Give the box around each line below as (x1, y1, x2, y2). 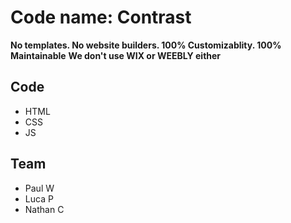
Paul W (24, 182, 55, 194)
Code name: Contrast (10, 6, 192, 29)
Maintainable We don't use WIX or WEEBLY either (10, 49, 222, 61)
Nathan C (24, 203, 65, 215)
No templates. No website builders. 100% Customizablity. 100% (10, 39, 282, 51)
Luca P (24, 192, 54, 205)
